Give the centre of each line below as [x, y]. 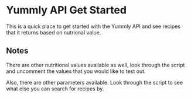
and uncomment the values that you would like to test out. [76, 71]
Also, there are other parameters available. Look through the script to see [95, 82]
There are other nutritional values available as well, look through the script [95, 65]
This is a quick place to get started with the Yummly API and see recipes [93, 26]
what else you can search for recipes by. [55, 89]
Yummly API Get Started [66, 10]
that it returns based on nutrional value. [54, 32]
